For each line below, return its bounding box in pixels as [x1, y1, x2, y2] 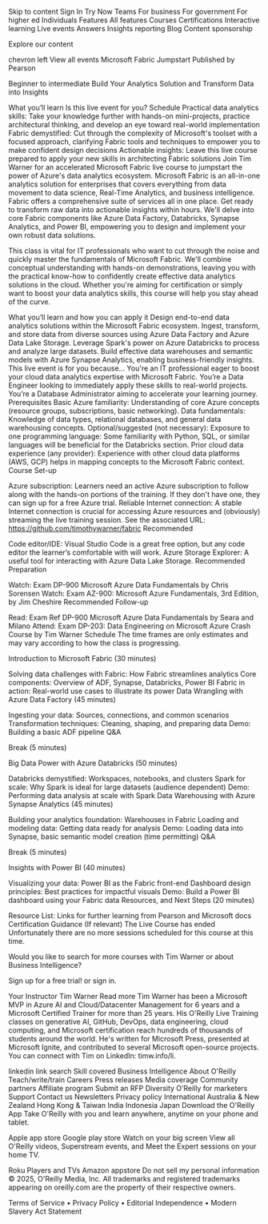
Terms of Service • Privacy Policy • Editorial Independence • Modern [8, 1198, 238, 1207]
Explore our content [8, 39, 74, 49]
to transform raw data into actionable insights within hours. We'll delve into [8, 205, 254, 215]
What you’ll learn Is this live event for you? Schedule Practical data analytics [8, 103, 259, 112]
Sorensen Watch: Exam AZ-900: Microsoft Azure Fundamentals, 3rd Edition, [8, 588, 259, 598]
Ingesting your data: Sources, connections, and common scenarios [8, 710, 230, 720]
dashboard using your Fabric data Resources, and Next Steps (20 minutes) [8, 896, 255, 905]
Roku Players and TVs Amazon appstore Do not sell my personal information [8, 1166, 260, 1175]
